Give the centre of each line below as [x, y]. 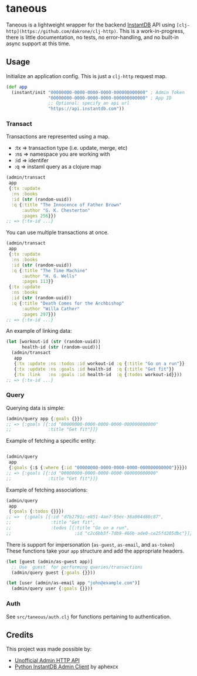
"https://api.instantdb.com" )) [86, 109]
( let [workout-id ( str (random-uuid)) [53, 342]
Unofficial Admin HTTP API [47, 661]
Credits [20, 635]
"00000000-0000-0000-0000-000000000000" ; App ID [110, 98]
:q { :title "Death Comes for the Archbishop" [68, 303]
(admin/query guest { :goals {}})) [53, 573]
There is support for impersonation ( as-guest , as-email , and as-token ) [90, 544]
